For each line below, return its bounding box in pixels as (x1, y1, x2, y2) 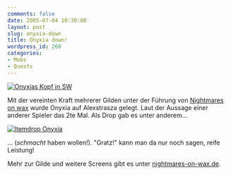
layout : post (7, 23, 46, 30)
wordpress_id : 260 (7, 43, 61, 50)
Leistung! (7, 145, 35, 154)
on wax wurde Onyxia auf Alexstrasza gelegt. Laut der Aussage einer (7, 103, 208, 111)
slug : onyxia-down (7, 30, 61, 37)
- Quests (7, 63, 33, 70)
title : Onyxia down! (7, 37, 69, 44)
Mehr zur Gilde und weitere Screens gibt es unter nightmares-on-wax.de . (7, 159, 221, 168)
